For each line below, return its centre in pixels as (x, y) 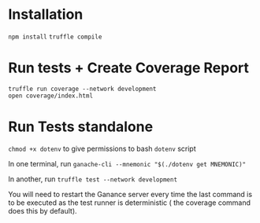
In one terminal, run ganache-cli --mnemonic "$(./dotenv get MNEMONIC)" (127, 163)
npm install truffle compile (55, 37)
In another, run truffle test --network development (93, 179)
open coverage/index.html (50, 96)
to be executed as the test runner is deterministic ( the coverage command (129, 203)
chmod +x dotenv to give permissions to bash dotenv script (102, 148)
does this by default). (43, 210)
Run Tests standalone (81, 127)
